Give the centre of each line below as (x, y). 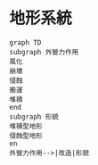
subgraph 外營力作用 (44, 52)
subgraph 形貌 (34, 117)
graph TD (25, 42)
